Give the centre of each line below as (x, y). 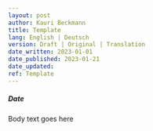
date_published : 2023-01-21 (54, 60)
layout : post (29, 15)
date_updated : (31, 67)
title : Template (35, 30)
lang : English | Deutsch (49, 37)
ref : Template (31, 74)
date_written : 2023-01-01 (50, 52)
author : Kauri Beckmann (47, 23)
